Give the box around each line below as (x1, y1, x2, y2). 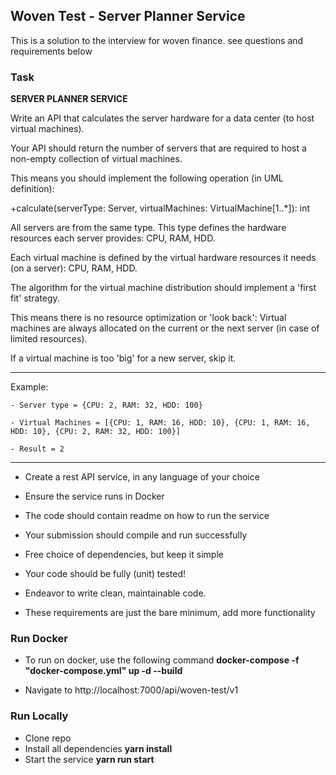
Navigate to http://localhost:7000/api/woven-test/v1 (24, 684, 239, 696)
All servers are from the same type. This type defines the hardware (10, 222, 287, 234)
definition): (10, 183, 55, 195)
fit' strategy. (10, 292, 60, 304)
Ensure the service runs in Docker (24, 490, 165, 503)
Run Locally (10, 709, 69, 723)
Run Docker (10, 632, 68, 646)
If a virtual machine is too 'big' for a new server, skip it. (10, 352, 237, 364)
